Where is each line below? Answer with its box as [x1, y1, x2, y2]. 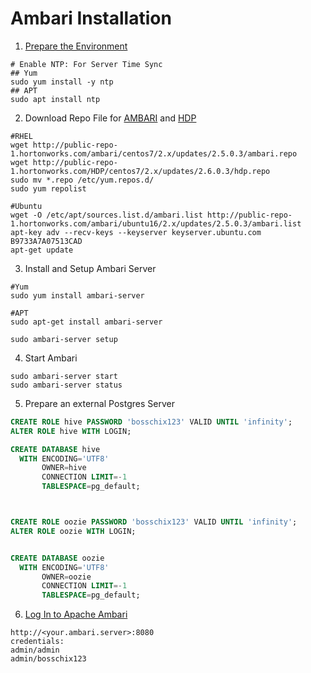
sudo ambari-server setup [10, 334, 118, 344]
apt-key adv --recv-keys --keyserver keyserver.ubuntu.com [10, 227, 262, 237]
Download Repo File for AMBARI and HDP [24, 112, 197, 124]
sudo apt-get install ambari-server [10, 317, 163, 327]
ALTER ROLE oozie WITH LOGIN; [10, 526, 137, 536]
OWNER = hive [41, 463, 87, 473]
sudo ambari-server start [10, 371, 118, 381]
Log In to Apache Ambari [24, 608, 128, 621]
